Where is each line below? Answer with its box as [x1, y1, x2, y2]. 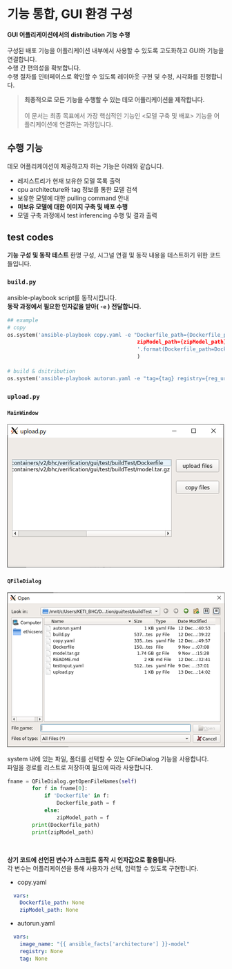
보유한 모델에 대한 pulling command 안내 [17, 194, 129, 202]
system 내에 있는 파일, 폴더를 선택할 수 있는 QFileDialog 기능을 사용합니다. [7, 754, 209, 763]
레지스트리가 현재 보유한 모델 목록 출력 [17, 177, 121, 185]
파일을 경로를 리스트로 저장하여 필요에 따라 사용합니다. [7, 763, 153, 772]
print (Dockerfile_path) [32, 821, 100, 828]
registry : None [19, 948, 64, 955]
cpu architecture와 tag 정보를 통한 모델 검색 [17, 185, 138, 193]
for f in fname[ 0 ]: [32, 785, 88, 792]
